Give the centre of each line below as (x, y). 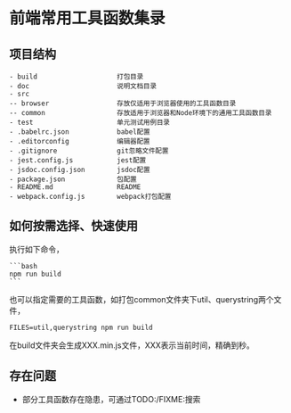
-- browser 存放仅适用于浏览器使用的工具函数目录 (123, 103)
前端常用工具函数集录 (88, 18)
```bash (24, 266)
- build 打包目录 (77, 77)
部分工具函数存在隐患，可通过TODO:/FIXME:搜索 (111, 399)
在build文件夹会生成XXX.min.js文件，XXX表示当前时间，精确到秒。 (132, 345)
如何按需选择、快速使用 (73, 226)
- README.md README (75, 187)
